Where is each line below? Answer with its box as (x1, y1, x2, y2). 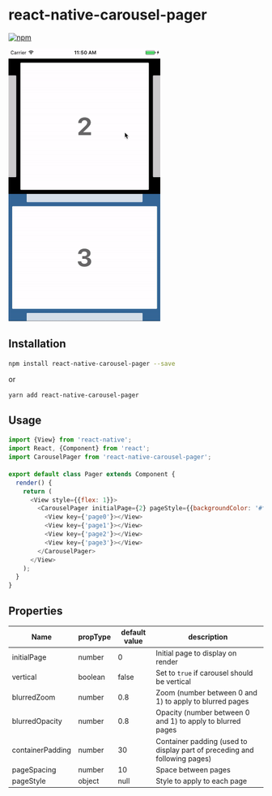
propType (78, 631, 112, 642)
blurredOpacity (11, 716, 62, 726)
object (78, 777, 100, 786)
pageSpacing (11, 764, 57, 774)
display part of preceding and (155, 745, 254, 755)
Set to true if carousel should (155, 668, 253, 678)
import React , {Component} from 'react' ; (8, 445, 151, 453)
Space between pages (155, 764, 231, 774)
